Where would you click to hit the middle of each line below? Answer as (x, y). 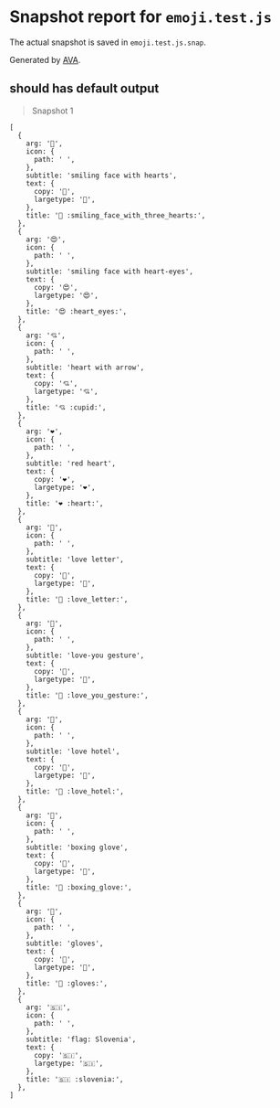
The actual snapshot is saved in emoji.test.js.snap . (108, 42)
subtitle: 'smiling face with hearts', (102, 176)
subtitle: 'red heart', (71, 463)
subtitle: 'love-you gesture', (85, 655)
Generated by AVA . (45, 59)
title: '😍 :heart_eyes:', (77, 311)
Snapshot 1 (52, 111)
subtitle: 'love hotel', (73, 751)
